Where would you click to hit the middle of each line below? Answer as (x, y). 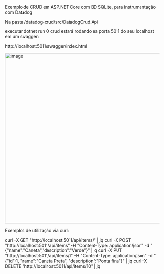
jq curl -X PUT (108, 250)
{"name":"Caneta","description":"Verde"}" (47, 250)
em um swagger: (22, 37)
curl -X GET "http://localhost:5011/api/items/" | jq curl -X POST (68, 240)
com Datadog (19, 12)
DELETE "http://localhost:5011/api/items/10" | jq (53, 266)
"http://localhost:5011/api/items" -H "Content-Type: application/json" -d (77, 245)
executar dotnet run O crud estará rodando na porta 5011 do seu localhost (80, 31)
